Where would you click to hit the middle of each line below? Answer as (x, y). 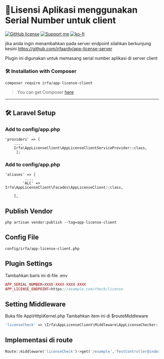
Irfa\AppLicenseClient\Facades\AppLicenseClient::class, (64, 188)
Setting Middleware (35, 304)
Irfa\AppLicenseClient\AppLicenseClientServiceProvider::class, (81, 148)
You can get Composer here (45, 92)
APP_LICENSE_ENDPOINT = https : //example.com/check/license (64, 289)
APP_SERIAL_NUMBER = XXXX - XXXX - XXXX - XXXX (46, 284)
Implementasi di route (39, 340)
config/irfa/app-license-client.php (42, 249)
